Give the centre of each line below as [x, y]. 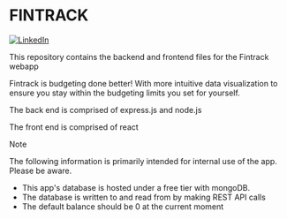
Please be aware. [41, 170]
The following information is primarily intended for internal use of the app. [143, 161]
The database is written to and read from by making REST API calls [144, 197]
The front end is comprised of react [74, 127]
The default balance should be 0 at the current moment [123, 206]
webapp [24, 66]
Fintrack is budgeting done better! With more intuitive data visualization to [143, 83]
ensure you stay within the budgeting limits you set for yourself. [125, 93]
